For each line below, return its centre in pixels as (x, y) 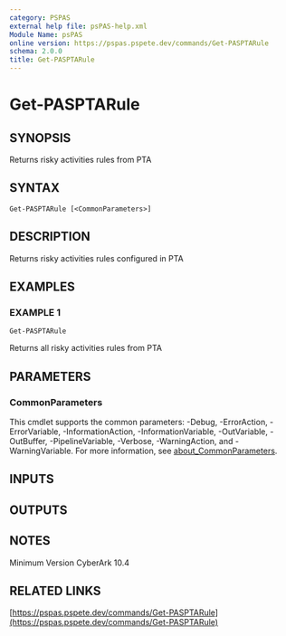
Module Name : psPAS (46, 34)
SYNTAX (35, 188)
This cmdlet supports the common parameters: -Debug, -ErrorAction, (139, 422)
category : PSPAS (40, 18)
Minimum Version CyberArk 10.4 (69, 563)
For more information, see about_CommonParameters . (176, 451)
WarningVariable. (42, 451)
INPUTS (32, 479)
